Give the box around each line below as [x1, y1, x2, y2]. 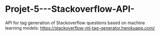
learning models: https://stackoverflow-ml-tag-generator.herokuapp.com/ [5, 25, 155, 31]
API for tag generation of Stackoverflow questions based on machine [5, 20, 145, 26]
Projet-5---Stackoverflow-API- [5, 3, 135, 15]
